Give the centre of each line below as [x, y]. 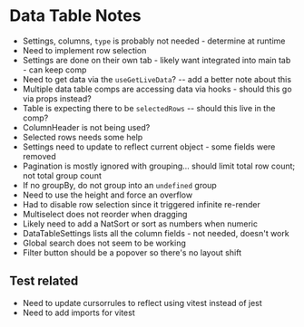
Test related [44, 281]
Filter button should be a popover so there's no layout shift [132, 252]
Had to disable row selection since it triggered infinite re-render [141, 204]
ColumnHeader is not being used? [86, 127]
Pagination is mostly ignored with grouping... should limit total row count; [159, 166]
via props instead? [57, 98]
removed [39, 156]
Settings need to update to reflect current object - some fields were [149, 147]
